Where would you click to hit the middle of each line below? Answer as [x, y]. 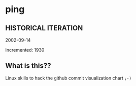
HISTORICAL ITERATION [44, 28]
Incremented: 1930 [25, 50]
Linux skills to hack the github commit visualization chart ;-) [69, 78]
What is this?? [28, 66]
